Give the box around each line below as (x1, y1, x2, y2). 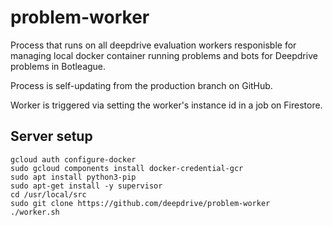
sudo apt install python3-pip (10, 172, 137, 182)
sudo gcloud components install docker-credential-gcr (10, 163, 244, 173)
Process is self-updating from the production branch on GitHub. (10, 79, 273, 91)
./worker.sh (10, 207, 60, 217)
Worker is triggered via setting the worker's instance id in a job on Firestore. (10, 99, 323, 111)
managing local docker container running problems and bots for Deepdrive (10, 49, 318, 61)
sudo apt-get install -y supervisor (10, 181, 163, 191)
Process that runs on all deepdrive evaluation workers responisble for (10, 39, 297, 51)
